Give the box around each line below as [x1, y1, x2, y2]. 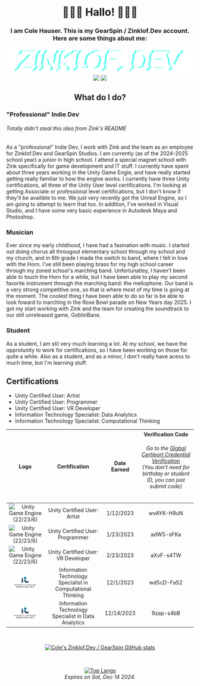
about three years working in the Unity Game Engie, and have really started [6, 169, 190, 176]
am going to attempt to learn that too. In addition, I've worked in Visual [6, 201, 179, 208]
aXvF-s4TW [151, 552, 182, 559]
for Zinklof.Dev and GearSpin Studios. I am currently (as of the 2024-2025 [6, 150, 189, 157]
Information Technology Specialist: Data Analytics [14, 411, 137, 419]
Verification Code [143, 430, 189, 438]
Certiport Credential [141, 451, 190, 458]
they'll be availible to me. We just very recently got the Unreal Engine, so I [6, 194, 187, 202]
